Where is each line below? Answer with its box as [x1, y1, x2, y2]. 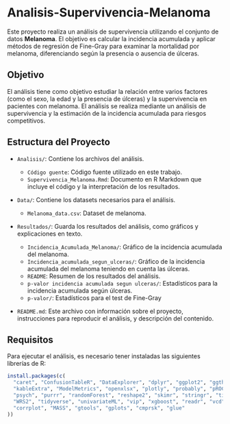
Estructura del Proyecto [7, 136, 111, 148]
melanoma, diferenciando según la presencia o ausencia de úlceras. [7, 49, 200, 58]
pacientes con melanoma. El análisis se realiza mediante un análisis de [7, 101, 207, 110]
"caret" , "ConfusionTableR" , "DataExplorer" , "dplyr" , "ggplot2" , [13, 379, 207, 386]
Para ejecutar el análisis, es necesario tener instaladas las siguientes [7, 352, 201, 360]
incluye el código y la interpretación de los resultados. [27, 182, 180, 190]
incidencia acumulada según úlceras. [27, 286, 133, 295]
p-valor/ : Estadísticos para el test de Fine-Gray [27, 293, 162, 302]
